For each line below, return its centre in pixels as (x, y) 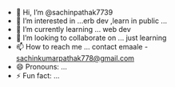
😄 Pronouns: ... (42, 67)
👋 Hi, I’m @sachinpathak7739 (64, 12)
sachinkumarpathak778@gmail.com (75, 58)
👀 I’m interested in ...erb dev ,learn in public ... (91, 21)
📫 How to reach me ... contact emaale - (82, 47)
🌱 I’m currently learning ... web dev (74, 29)
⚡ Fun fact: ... (38, 75)
